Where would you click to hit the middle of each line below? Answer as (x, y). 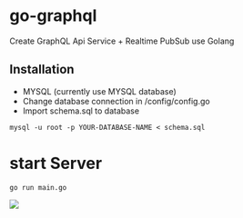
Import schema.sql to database (81, 111)
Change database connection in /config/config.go (116, 101)
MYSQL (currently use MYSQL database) (99, 91)
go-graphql (53, 16)
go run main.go (38, 187)
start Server (56, 163)
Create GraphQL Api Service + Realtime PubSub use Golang (122, 41)
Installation (42, 69)
